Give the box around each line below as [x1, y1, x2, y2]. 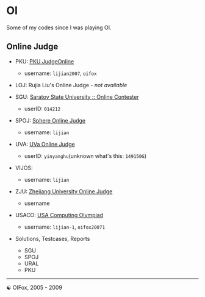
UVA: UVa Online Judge [15, 140, 75, 148]
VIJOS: [15, 164, 33, 171]
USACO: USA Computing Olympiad [15, 211, 104, 218]
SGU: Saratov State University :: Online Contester [15, 93, 139, 101]
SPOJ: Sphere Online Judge [15, 116, 86, 124]
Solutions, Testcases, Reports [15, 235, 90, 242]
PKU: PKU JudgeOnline [15, 57, 74, 65]
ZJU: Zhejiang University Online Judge [15, 187, 113, 195]
